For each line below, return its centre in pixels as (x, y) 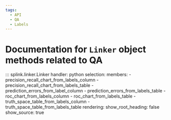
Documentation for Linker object (76, 50)
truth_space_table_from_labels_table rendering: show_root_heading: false (82, 107)
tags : (11, 10)
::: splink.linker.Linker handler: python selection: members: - (68, 75)
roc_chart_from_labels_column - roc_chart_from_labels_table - (71, 96)
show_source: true (25, 112)
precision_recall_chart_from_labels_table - (50, 85)
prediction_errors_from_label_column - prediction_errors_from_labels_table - (86, 91)
